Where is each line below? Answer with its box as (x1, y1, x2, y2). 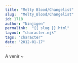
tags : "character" (5, 35, 43, 40)
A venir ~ (5, 53, 24, 59)
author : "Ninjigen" (5, 21, 45, 26)
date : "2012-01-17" (5, 40, 45, 45)
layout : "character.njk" (5, 30, 56, 35)
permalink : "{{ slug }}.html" (5, 26, 70, 31)
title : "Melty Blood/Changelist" (5, 7, 74, 12)
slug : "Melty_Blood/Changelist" (5, 12, 74, 17)
